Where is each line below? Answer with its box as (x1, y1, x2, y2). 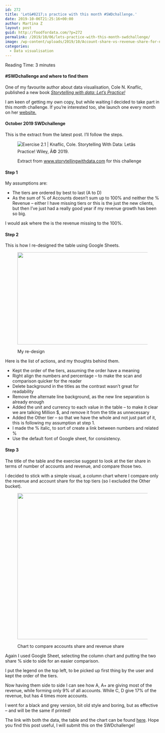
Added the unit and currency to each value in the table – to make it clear (12, 404, 158, 410)
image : (5, 39, 19, 44)
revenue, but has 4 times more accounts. (5, 693, 88, 699)
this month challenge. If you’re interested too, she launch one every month (5, 104, 156, 110)
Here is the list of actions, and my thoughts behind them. (5, 358, 120, 364)
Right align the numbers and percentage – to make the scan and (12, 373, 142, 379)
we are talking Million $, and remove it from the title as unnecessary (12, 410, 150, 415)
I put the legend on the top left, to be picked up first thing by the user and (5, 668, 154, 673)
